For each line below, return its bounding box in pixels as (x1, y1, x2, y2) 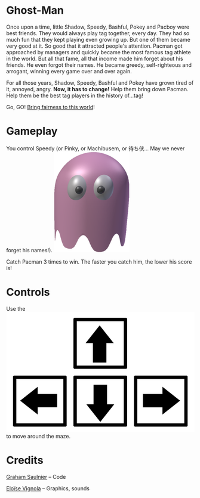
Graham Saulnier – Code (6, 473, 66, 480)
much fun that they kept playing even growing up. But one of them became (6, 36, 191, 43)
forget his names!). (6, 246, 53, 253)
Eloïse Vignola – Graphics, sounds (6, 484, 90, 492)
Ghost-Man (6, 4, 64, 17)
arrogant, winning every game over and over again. (6, 67, 133, 75)
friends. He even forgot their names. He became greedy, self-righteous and (6, 61, 192, 69)
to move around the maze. (6, 432, 71, 440)
